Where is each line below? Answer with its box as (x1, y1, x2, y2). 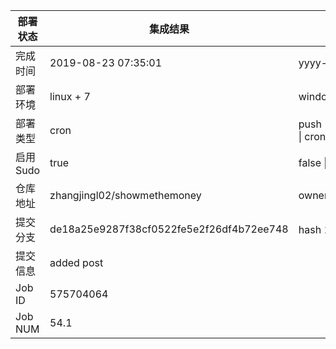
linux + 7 (49, 90, 91, 103)
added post (49, 256, 104, 269)
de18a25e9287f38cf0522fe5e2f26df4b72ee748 (49, 222, 289, 236)
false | (298, 156, 328, 169)
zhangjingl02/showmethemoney (49, 189, 202, 202)
